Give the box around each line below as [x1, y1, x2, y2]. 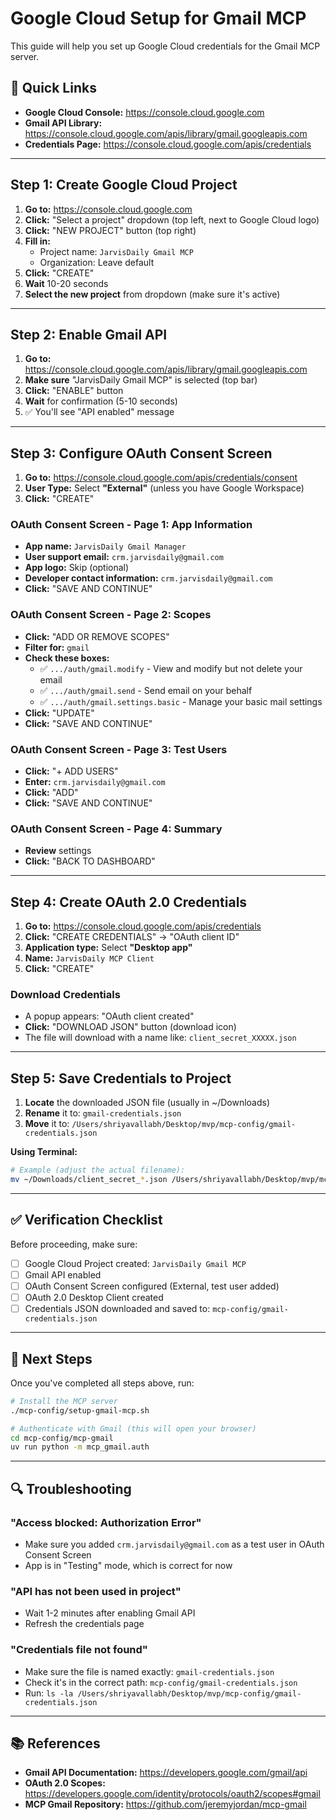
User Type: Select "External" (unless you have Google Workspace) [24, 482, 305, 494]
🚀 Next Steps [10, 1350, 93, 1367]
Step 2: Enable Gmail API [10, 326, 168, 343]
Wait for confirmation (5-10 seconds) [24, 395, 178, 407]
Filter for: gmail [24, 641, 90, 653]
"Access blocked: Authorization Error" [10, 1515, 202, 1529]
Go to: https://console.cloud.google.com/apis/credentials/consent [24, 472, 298, 484]
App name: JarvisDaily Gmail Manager [24, 540, 187, 552]
